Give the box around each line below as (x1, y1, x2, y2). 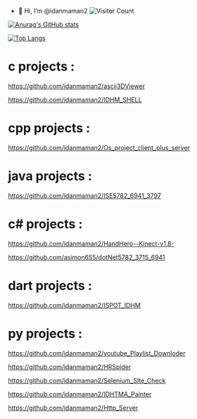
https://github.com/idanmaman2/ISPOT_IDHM (8, 301, 141, 309)
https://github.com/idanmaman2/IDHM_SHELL (8, 95, 143, 104)
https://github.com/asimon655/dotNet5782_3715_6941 (8, 253, 165, 261)
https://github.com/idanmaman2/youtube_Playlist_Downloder (8, 349, 186, 357)
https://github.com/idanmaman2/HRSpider (8, 363, 132, 371)
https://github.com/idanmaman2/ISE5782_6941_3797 (8, 191, 161, 200)
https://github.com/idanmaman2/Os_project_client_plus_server (8, 143, 191, 151)
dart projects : (8, 277, 92, 294)
